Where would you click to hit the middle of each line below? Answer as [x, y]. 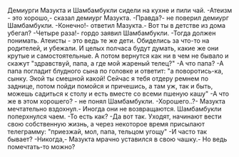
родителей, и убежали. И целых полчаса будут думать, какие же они [113, 48]
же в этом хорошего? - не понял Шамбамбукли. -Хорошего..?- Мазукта [117, 101]
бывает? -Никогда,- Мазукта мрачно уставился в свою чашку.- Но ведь [117, 139]
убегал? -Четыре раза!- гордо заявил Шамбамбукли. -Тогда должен [112, 33]
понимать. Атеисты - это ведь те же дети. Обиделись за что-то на [108, 41]
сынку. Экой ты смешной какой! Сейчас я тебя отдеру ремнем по [108, 78]
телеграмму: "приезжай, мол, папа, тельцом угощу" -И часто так [107, 132]
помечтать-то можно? [41, 147]
